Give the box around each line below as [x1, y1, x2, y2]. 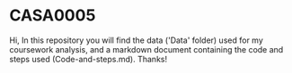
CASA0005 [9, 5, 96, 26]
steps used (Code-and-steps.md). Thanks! [9, 53, 168, 64]
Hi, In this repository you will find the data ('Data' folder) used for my [9, 35, 263, 45]
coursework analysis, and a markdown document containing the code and [9, 44, 284, 54]
